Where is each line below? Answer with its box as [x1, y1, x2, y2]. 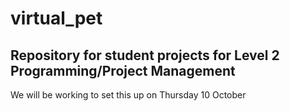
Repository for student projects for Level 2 [10, 47, 280, 64]
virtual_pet [10, 7, 103, 30]
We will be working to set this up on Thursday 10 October [10, 89, 247, 101]
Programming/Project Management [10, 62, 236, 79]
